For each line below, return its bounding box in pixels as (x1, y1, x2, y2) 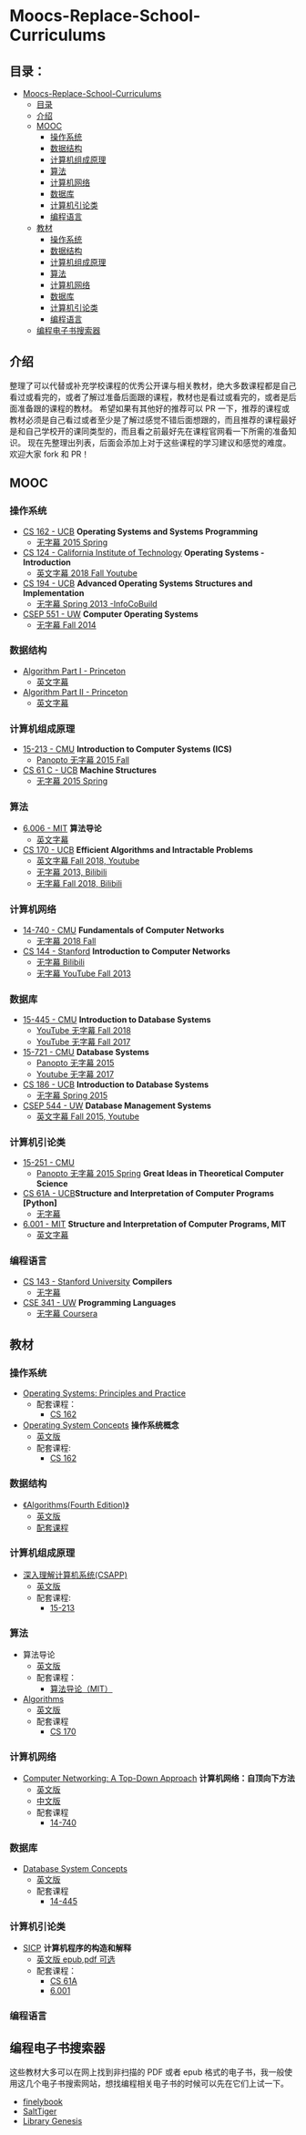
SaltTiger (22, 2106, 57, 2117)
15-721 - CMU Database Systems (22, 1046, 150, 1057)
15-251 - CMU (22, 1157, 75, 1168)
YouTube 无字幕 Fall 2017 (36, 1036, 131, 1047)
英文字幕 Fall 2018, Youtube (36, 856, 140, 867)
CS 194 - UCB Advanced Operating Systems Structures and (22, 578, 253, 589)
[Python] (22, 1197, 57, 1208)
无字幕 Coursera (36, 1308, 98, 1319)
